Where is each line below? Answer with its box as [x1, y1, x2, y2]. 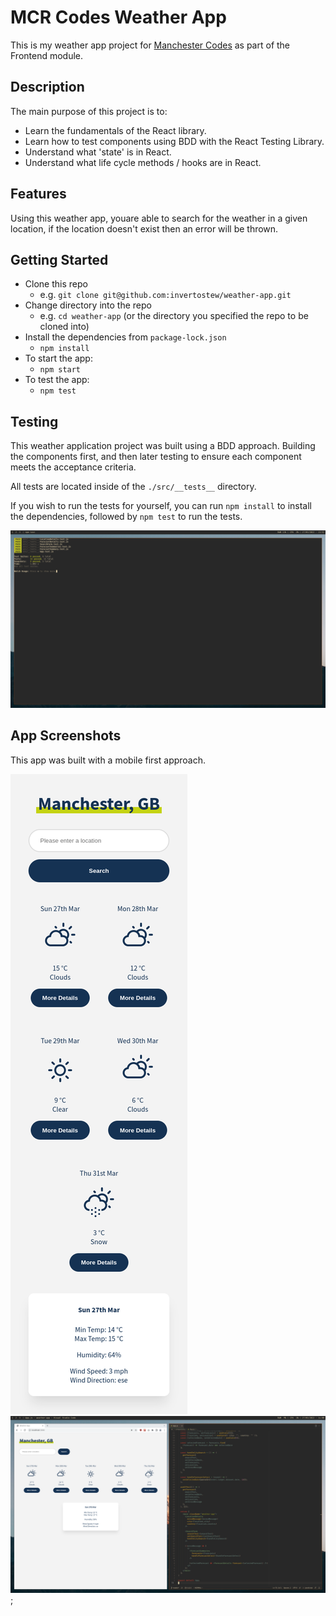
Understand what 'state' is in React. [24, 146, 172, 158]
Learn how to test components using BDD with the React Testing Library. [24, 135, 325, 147]
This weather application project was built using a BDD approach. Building [10, 440, 316, 452]
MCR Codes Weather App [10, 6, 227, 29]
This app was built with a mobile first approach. [10, 754, 207, 766]
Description [10, 79, 85, 96]
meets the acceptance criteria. [10, 461, 137, 473]
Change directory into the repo [24, 299, 152, 311]
